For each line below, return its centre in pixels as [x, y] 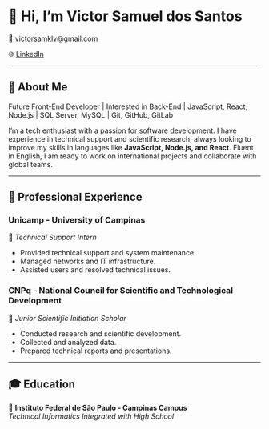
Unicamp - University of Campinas [77, 220]
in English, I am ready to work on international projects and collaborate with [132, 156]
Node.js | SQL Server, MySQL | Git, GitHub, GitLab [91, 114]
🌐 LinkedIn [26, 54]
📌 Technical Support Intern [53, 237]
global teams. [31, 164]
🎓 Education [42, 385]
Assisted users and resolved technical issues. [95, 270]
